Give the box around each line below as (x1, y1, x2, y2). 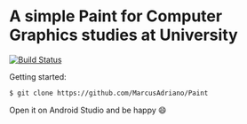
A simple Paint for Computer (9, 6, 223, 27)
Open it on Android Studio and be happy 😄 (9, 105, 167, 115)
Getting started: (9, 71, 67, 81)
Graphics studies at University (9, 25, 238, 45)
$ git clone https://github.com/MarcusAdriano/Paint (9, 89, 209, 97)
